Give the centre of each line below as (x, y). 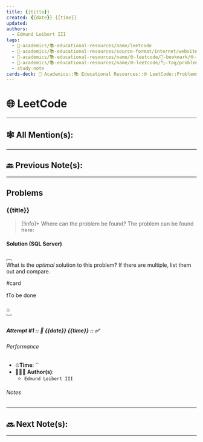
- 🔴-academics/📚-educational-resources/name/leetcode (82, 46)
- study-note (28, 68)
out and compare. (28, 271)
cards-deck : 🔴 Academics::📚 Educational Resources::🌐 (77, 74)
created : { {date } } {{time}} (42, 18)
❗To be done (21, 295)
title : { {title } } (28, 12)
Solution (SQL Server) (34, 244)
